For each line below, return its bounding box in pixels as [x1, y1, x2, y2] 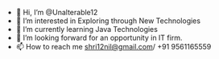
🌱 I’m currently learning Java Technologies [15, 25, 159, 33]
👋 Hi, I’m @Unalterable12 [15, 8, 98, 17]
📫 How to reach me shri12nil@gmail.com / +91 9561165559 [15, 42, 212, 51]
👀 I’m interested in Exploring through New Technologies [15, 16, 201, 26]
